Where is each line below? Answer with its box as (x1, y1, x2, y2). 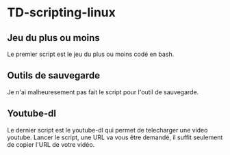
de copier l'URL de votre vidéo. (7, 140, 95, 148)
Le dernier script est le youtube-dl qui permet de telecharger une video (7, 126, 208, 134)
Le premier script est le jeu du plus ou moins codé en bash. (7, 50, 175, 58)
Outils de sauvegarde (7, 70, 101, 81)
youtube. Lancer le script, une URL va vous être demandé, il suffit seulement (7, 133, 223, 141)
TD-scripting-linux (7, 5, 116, 20)
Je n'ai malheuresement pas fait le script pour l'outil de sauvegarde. (7, 87, 199, 96)
